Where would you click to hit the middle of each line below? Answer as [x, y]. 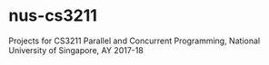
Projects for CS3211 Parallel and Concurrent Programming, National [134, 41]
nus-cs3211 [53, 16]
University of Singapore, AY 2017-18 [76, 50]
